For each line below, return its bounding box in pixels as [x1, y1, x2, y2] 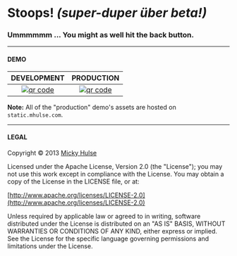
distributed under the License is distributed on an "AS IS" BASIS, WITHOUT [7, 219, 226, 228]
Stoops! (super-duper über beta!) [7, 5, 207, 21]
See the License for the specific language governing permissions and [7, 234, 209, 243]
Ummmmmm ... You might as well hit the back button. [7, 30, 195, 40]
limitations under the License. [7, 241, 93, 250]
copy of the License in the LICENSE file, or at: [7, 177, 140, 186]
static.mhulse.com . [7, 110, 63, 119]
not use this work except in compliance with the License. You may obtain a [7, 169, 224, 178]
